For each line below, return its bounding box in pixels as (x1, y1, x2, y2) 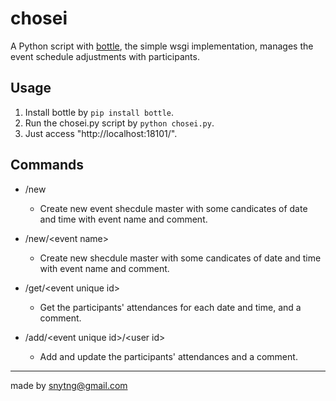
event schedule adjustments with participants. (10, 50, 200, 62)
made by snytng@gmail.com (10, 379, 128, 391)
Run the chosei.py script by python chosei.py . (24, 117, 215, 129)
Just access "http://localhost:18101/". (24, 127, 178, 139)
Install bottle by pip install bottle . (24, 106, 175, 118)
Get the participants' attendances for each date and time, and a (39, 301, 302, 313)
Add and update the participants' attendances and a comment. (39, 350, 298, 362)
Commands (10, 157, 85, 174)
